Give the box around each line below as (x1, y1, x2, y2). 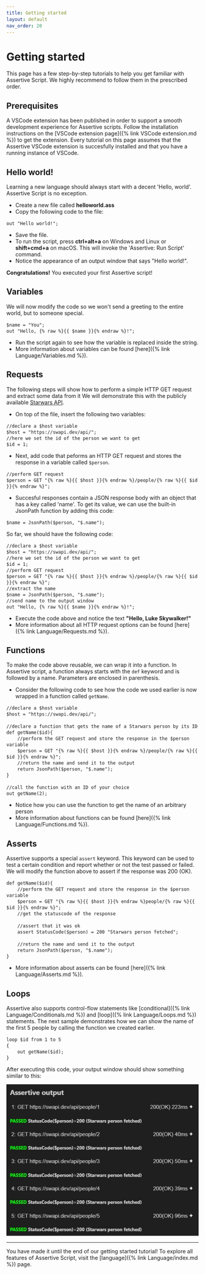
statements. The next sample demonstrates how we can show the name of (6, 1018, 194, 1025)
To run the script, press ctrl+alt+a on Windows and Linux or (15, 237, 167, 245)
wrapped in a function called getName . (15, 693, 110, 700)
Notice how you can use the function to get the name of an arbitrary (15, 802, 187, 809)
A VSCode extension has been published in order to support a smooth (6, 117, 182, 125)
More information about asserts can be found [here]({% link (15, 965, 166, 972)
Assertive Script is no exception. (6, 189, 88, 197)
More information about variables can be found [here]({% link (15, 345, 170, 352)
